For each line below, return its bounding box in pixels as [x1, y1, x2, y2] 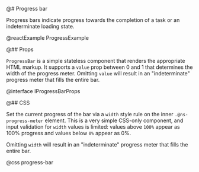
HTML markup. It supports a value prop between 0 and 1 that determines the [6, 63, 193, 71]
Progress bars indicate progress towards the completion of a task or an [6, 17, 180, 23]
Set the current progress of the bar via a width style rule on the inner [6, 111, 174, 117]
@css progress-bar [6, 159, 54, 165]
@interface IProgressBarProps [6, 88, 81, 94]
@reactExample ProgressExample [6, 34, 89, 41]
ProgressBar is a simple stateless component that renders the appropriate [6, 58, 185, 64]
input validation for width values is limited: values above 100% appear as [6, 123, 180, 130]
